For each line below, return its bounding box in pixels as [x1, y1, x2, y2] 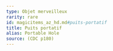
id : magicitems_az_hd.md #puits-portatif [6, 19, 108, 25]
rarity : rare [6, 14, 38, 20]
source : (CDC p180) [6, 36, 54, 42]
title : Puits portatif [6, 25, 62, 31]
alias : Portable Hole [6, 30, 60, 36]
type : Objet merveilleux [6, 8, 67, 15]
